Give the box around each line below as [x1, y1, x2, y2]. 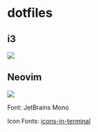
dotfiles [7, 5, 53, 21]
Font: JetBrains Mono [7, 103, 69, 112]
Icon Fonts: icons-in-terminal [7, 117, 91, 125]
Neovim [7, 72, 42, 84]
